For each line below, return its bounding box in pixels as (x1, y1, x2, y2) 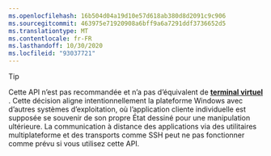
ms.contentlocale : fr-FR (8, 34, 92, 43)
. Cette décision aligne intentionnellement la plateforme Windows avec (8, 96, 243, 105)
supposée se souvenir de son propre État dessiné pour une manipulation (8, 113, 251, 122)
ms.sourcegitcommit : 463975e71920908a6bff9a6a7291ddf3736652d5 (8, 19, 227, 27)
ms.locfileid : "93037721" (8, 49, 95, 57)
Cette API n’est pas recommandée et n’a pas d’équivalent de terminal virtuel (8, 87, 264, 97)
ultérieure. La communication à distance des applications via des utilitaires (8, 122, 257, 131)
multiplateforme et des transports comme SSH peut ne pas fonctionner (8, 130, 245, 140)
